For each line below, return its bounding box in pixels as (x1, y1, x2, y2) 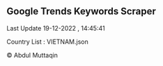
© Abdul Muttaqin (6, 51, 59, 59)
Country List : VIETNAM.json (6, 38, 88, 46)
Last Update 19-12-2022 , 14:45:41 (6, 24, 105, 32)
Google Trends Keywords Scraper (6, 6, 156, 17)
